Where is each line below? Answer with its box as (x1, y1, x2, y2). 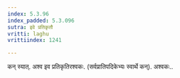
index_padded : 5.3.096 (7, 17, 75, 24)
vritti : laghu (7, 30, 50, 38)
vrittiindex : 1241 (7, 37, 62, 44)
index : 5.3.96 (7, 10, 50, 18)
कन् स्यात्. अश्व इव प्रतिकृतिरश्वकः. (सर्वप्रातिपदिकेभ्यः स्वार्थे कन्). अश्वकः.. (7, 62, 174, 71)
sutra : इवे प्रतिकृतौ (7, 23, 53, 30)
